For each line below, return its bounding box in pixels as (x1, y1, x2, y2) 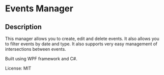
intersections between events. (5, 46, 66, 52)
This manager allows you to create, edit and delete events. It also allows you (5, 36, 160, 41)
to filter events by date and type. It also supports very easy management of (5, 41, 158, 47)
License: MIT (5, 65, 31, 71)
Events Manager (5, 3, 74, 14)
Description (5, 23, 42, 31)
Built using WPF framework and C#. (5, 56, 78, 62)
